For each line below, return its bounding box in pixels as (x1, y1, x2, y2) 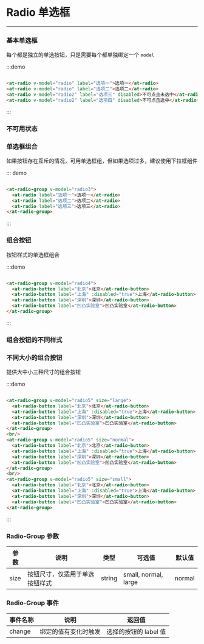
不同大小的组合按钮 (6, 353, 63, 361)
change (9, 627, 32, 636)
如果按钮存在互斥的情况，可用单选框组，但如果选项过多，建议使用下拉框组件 (6, 157, 198, 164)
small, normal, (123, 570, 163, 579)
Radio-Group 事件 (6, 599, 59, 607)
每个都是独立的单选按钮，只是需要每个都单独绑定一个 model (6, 51, 155, 58)
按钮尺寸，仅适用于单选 (27, 569, 95, 578)
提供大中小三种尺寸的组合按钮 (6, 368, 81, 376)
